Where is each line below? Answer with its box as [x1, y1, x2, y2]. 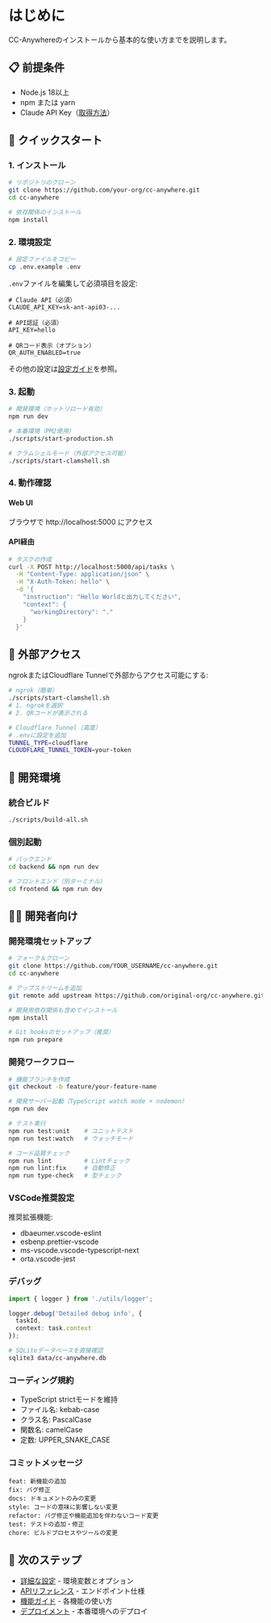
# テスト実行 [8, 1120, 46, 1128]
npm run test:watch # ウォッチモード [8, 1135, 134, 1143]
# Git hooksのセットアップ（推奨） [8, 1028, 115, 1037]
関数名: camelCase [19, 1425, 83, 1435]
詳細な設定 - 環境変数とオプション [19, 1576, 135, 1586]
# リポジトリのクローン [8, 179, 76, 187]
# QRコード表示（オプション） [8, 341, 95, 349]
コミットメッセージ [8, 1457, 83, 1469]
